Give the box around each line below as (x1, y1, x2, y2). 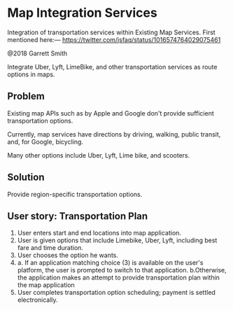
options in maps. (7, 70, 55, 78)
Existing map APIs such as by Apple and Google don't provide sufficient (7, 109, 215, 117)
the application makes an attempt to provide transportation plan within (17, 273, 220, 282)
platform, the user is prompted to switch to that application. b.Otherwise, (17, 266, 227, 275)
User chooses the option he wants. (17, 251, 119, 260)
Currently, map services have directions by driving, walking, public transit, (7, 130, 221, 138)
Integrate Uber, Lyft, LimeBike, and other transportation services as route (7, 62, 218, 71)
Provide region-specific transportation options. (7, 190, 143, 198)
